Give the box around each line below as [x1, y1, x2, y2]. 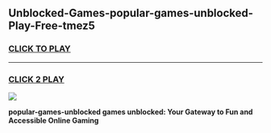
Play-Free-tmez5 [8, 19, 95, 33]
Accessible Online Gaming [8, 115, 99, 125]
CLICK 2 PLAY [8, 73, 65, 85]
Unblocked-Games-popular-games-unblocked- [8, 6, 254, 20]
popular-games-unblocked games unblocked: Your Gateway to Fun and [8, 106, 253, 116]
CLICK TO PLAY [8, 44, 71, 55]
